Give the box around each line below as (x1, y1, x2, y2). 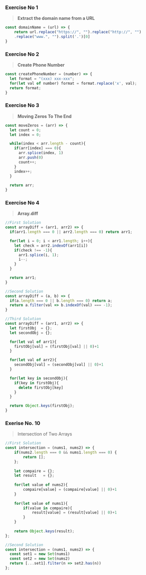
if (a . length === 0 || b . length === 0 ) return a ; (9, 298, 113, 303)
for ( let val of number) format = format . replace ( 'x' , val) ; (9, 81, 137, 86)
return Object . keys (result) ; (14, 529, 75, 534)
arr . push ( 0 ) (18, 155, 43, 160)
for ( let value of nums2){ (14, 482, 68, 487)
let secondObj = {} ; (9, 330, 52, 335)
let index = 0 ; (9, 132, 41, 137)
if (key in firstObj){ (14, 380, 59, 385)
